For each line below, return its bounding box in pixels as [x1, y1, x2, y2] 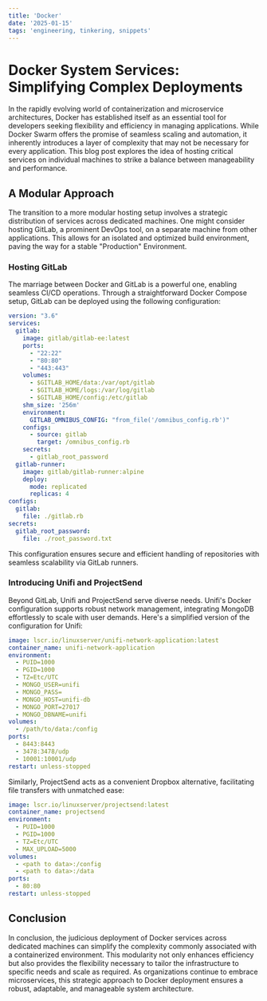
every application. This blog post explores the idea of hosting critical [8, 147, 234, 156]
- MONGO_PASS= [15, 688, 62, 696]
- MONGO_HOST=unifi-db [15, 696, 91, 703]
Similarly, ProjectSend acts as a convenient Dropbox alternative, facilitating [8, 777, 255, 786]
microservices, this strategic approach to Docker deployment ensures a [8, 975, 244, 985]
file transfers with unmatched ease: [8, 785, 125, 794]
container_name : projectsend [8, 808, 105, 816]
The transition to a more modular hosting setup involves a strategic [8, 208, 229, 218]
